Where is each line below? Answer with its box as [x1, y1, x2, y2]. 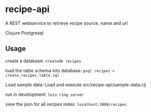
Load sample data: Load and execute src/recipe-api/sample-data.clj [5, 81, 146, 87]
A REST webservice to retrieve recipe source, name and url [5, 20, 128, 26]
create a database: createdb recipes [5, 58, 82, 64]
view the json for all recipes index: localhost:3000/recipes [5, 101, 127, 107]
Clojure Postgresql [5, 30, 44, 36]
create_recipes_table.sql [5, 73, 59, 78]
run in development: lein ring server [5, 91, 84, 97]
